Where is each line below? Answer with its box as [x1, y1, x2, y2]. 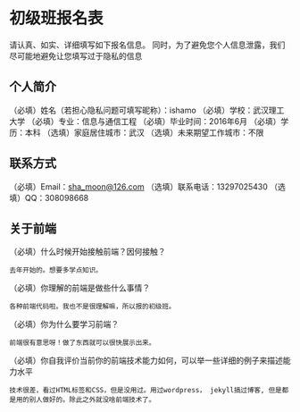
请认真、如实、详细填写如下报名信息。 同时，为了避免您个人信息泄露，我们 [9, 39, 286, 50]
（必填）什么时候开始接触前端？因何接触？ [9, 247, 166, 257]
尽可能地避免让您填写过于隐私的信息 [9, 50, 143, 61]
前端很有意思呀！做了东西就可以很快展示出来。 [9, 339, 156, 348]
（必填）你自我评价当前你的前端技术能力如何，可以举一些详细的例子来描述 [9, 355, 283, 366]
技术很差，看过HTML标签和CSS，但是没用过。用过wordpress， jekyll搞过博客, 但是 [9, 386, 283, 395]
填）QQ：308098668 [9, 192, 89, 203]
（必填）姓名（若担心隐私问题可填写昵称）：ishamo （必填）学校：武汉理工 [9, 105, 285, 115]
